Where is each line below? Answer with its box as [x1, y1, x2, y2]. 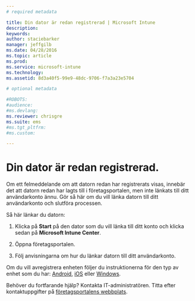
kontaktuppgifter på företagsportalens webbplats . [6, 288, 128, 296]
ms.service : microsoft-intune [6, 64, 81, 70]
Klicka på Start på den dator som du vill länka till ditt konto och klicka [14, 223, 184, 230]
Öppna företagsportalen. [14, 241, 76, 248]
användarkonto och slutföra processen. [6, 199, 103, 207]
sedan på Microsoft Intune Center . [14, 229, 101, 236]
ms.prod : [6, 58, 28, 64]
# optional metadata [6, 86, 58, 92]
